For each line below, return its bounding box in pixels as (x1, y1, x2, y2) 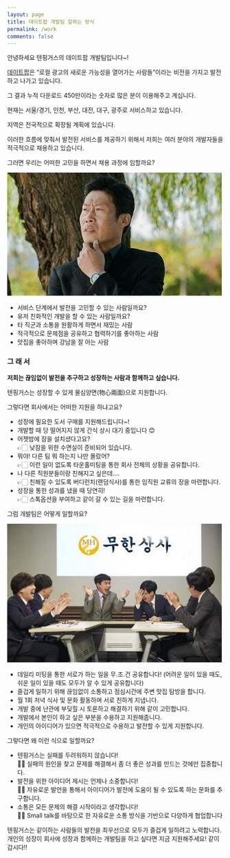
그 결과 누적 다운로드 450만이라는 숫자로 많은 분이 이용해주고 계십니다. (7, 92, 196, 100)
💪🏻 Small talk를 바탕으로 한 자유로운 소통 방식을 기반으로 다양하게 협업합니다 (16, 811, 223, 819)
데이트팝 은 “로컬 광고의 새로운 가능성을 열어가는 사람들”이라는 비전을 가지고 (7, 68, 209, 76)
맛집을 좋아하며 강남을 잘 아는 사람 (16, 338, 109, 346)
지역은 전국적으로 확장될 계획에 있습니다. (7, 121, 115, 129)
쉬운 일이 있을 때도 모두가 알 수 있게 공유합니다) (16, 678, 144, 687)
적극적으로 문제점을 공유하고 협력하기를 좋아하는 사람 (16, 329, 159, 337)
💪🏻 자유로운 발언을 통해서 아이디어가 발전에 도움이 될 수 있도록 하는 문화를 (16, 785, 216, 793)
